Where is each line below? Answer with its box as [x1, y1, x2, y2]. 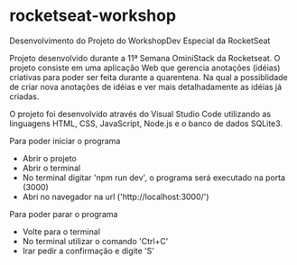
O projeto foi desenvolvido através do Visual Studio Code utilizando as [9, 108, 272, 119]
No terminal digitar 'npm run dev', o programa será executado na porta [22, 172, 286, 183]
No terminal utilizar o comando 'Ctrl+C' [22, 235, 169, 246]
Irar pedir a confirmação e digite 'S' [22, 245, 155, 256]
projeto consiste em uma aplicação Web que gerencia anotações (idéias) [9, 62, 281, 73]
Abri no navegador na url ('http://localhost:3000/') [22, 191, 209, 202]
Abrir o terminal [22, 162, 81, 173]
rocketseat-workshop [9, 5, 177, 26]
